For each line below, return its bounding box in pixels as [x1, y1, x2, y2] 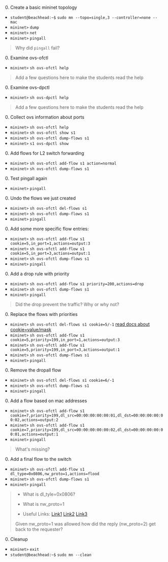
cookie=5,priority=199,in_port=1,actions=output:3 [10, 337, 120, 343]
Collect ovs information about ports [10, 114, 85, 120]
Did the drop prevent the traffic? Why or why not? [15, 301, 120, 307]
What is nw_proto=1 [22, 501, 65, 507]
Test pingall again [10, 176, 47, 181]
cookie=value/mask [10, 327, 52, 332]
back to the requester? [15, 526, 63, 532]
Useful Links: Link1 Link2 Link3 [22, 511, 88, 517]
